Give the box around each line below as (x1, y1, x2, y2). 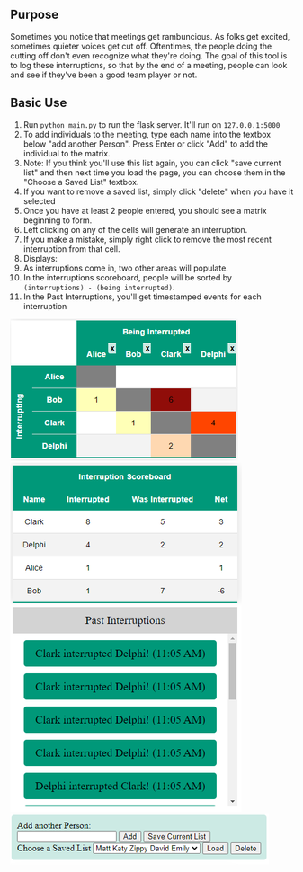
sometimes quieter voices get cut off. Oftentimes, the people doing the (10, 40, 272, 51)
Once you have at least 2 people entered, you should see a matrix (22, 205, 268, 216)
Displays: (22, 253, 58, 263)
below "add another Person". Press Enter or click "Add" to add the (22, 138, 269, 149)
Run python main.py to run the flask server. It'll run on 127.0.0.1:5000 (22, 119, 281, 129)
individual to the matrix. (22, 147, 111, 158)
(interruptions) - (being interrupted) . (22, 281, 175, 292)
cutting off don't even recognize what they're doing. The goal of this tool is (10, 49, 288, 61)
